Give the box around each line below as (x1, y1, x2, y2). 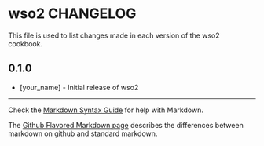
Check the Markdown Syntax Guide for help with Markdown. (8, 105, 204, 115)
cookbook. (8, 38, 43, 48)
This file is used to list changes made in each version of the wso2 (8, 31, 220, 40)
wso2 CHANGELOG (8, 5, 137, 23)
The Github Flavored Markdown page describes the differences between (8, 120, 244, 130)
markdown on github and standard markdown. (8, 129, 158, 138)
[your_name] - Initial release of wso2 (19, 82, 139, 92)
